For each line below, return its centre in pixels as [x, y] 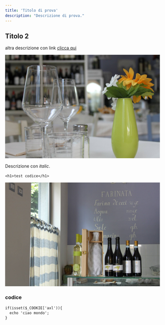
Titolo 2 [17, 36]
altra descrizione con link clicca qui [41, 48]
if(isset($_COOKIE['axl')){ [34, 308]
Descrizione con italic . [28, 166]
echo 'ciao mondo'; [29, 313]
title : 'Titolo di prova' [31, 10]
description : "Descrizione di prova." [45, 16]
